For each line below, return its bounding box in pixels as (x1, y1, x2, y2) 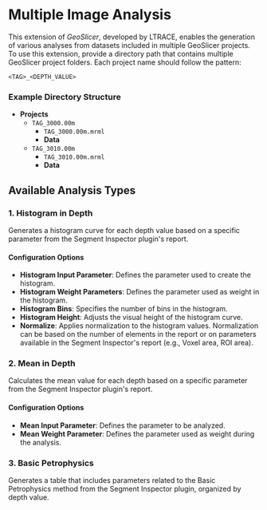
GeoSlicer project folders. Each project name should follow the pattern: (8, 57, 241, 67)
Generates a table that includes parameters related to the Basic (8, 475, 216, 484)
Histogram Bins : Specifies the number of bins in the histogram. (19, 304, 229, 314)
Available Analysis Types (8, 184, 136, 197)
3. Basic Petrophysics (8, 457, 94, 468)
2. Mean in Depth (8, 358, 76, 369)
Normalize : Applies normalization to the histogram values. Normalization (19, 321, 259, 330)
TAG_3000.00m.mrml (43, 128, 105, 136)
